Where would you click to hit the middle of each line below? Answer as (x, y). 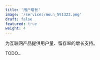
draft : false (19, 19)
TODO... (13, 53)
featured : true (21, 24)
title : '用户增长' (23, 10)
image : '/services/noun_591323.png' (43, 14)
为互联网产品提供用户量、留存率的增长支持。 (52, 43)
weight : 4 (16, 28)
